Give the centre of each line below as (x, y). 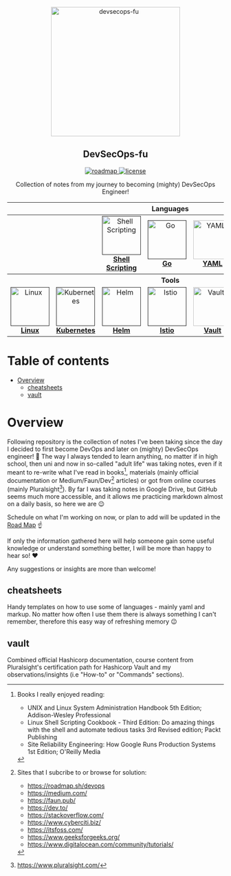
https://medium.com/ (57, 793)
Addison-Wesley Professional (69, 715)
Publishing (42, 737)
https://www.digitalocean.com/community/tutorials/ (100, 844)
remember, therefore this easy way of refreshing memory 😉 (92, 621)
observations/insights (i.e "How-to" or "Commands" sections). (96, 675)
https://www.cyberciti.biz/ (64, 823)
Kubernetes (76, 330)
